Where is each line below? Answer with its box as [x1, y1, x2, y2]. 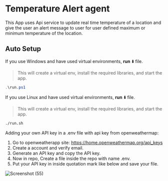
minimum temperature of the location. [5, 30, 83, 36]
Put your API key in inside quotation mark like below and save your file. [12, 160, 158, 166]
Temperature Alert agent [5, 3, 110, 14]
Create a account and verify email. [12, 144, 84, 150]
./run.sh [5, 120, 23, 125]
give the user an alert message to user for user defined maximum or [5, 24, 145, 30]
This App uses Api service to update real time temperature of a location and [5, 19, 161, 25]
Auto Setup [5, 44, 41, 53]
